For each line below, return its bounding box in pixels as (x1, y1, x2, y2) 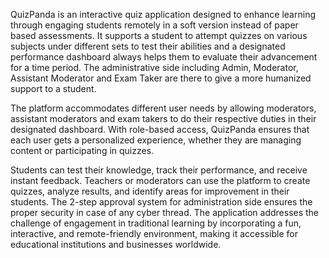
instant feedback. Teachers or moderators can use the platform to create (10, 175, 311, 186)
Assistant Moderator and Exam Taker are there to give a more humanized (10, 72, 312, 84)
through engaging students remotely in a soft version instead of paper (10, 19, 299, 31)
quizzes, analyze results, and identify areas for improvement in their (10, 185, 290, 197)
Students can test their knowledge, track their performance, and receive (10, 164, 308, 176)
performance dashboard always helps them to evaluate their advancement (10, 51, 318, 63)
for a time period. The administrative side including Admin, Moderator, (10, 62, 299, 73)
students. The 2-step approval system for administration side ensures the (10, 196, 313, 208)
